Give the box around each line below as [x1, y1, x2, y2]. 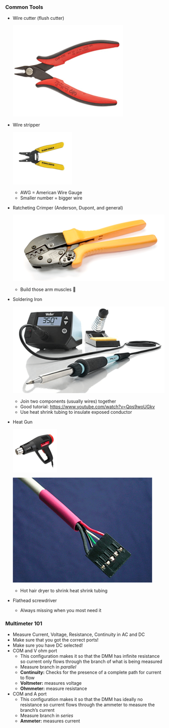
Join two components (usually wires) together [20, 398, 116, 404]
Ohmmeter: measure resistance [20, 685, 88, 692]
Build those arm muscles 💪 [20, 286, 76, 292]
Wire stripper [12, 122, 40, 128]
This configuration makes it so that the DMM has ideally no [20, 696, 143, 703]
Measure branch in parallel [20, 664, 77, 670]
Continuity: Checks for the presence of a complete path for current [20, 670, 161, 676]
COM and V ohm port [12, 648, 57, 654]
